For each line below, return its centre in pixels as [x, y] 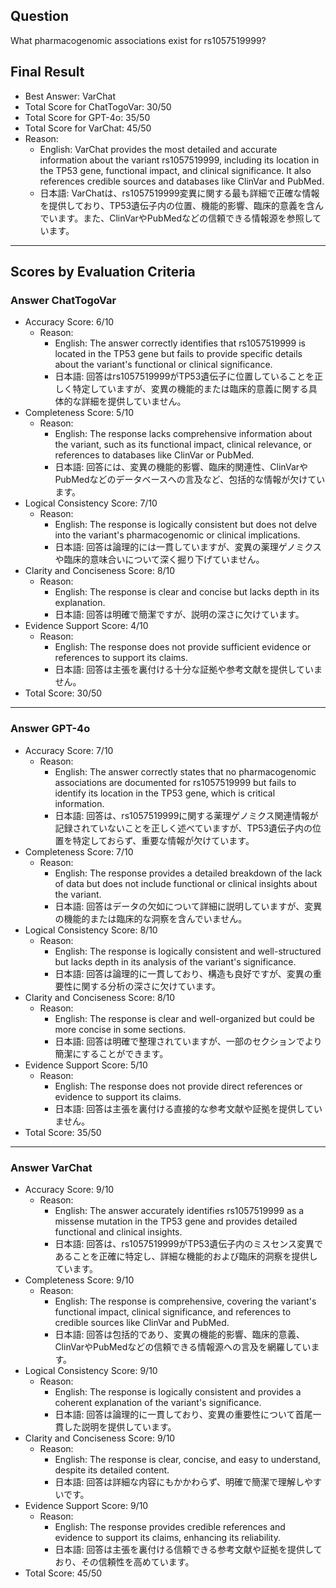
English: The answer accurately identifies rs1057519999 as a [179, 1210]
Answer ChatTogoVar [63, 300]
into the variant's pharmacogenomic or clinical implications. [177, 535]
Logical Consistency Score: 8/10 [91, 930]
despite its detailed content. [112, 1470]
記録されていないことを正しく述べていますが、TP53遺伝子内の [183, 828]
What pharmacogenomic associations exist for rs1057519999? [138, 40]
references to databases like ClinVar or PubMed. [154, 455]
